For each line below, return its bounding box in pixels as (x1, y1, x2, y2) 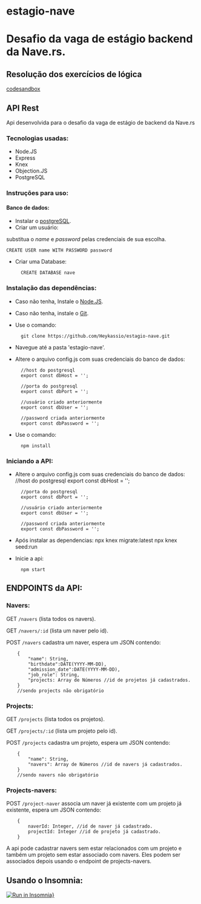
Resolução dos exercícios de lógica (6, 69, 142, 80)
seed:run (15, 543, 38, 550)
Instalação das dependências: (6, 284, 97, 292)
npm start (21, 567, 45, 573)
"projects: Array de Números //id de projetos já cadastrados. (28, 677, 191, 683)
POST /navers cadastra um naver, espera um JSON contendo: (6, 639, 162, 646)
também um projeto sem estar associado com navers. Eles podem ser (6, 851, 180, 858)
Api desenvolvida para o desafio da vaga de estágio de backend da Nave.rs (6, 119, 195, 126)
